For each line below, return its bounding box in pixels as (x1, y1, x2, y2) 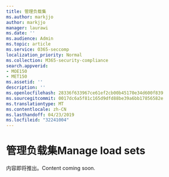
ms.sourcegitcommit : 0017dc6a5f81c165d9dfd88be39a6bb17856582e (6, 95, 164, 101)
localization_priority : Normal (6, 52, 82, 58)
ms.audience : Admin (6, 36, 54, 41)
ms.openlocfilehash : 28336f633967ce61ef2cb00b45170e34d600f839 (6, 90, 164, 96)
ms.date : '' (6, 30, 35, 36)
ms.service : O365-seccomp (6, 47, 69, 53)
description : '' (6, 85, 46, 91)
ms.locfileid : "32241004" (6, 117, 69, 123)
